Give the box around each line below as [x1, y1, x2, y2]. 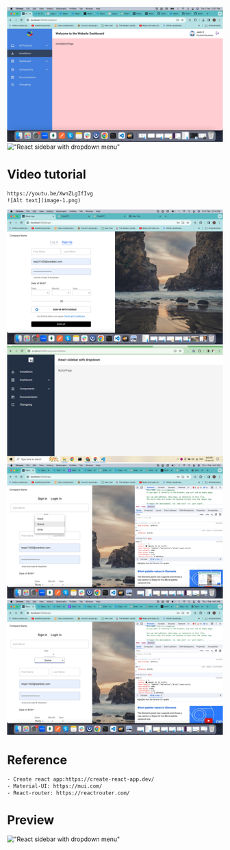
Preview [7, 812, 55, 828]
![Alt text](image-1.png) [7, 197, 81, 204]
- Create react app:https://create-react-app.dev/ [7, 776, 155, 783]
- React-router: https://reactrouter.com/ [7, 790, 130, 797]
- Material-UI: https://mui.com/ [7, 783, 103, 790]
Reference [7, 753, 67, 768]
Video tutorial [7, 167, 87, 182]
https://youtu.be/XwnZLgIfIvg [7, 190, 94, 197]
